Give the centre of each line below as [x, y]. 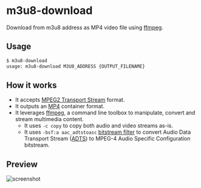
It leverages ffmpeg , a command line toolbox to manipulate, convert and [105, 113]
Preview [22, 164]
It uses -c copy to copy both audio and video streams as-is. [98, 126]
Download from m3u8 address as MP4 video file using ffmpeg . [85, 27]
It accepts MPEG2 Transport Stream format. [70, 100]
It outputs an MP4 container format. [60, 106]
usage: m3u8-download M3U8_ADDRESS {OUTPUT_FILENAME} [76, 66]
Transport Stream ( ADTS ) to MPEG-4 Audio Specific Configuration [107, 139]
